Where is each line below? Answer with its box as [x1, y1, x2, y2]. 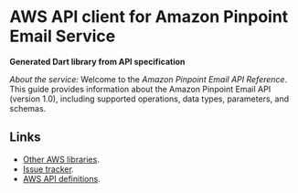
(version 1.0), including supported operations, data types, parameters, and [9, 93, 290, 104]
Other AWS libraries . [22, 154, 101, 165]
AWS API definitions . [22, 173, 101, 184]
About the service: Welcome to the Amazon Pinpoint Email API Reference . [9, 73, 288, 84]
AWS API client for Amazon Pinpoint [9, 6, 289, 27]
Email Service [9, 26, 116, 47]
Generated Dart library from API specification [9, 56, 186, 67]
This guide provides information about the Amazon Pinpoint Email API [9, 83, 271, 94]
